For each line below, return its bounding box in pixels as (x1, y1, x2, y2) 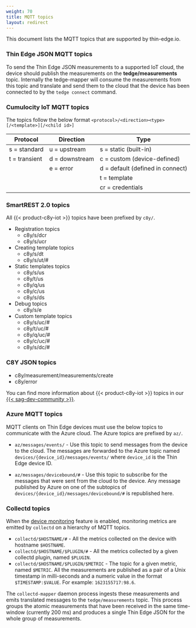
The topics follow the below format (6, 116, 91, 123)
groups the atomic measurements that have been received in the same (6, 603, 177, 610)
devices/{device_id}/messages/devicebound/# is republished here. (14, 490, 174, 497)
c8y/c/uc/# (23, 337, 50, 344)
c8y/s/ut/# (23, 257, 49, 264)
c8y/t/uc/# (23, 325, 49, 332)
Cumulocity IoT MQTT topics (6, 103, 90, 111)
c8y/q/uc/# (23, 332, 51, 339)
